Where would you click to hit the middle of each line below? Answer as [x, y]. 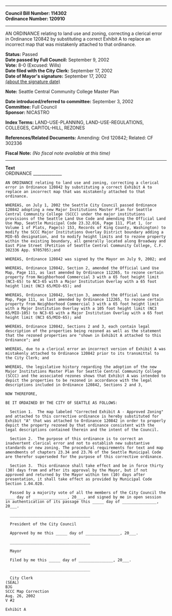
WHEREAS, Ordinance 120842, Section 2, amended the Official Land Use [82, 268]
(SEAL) [12, 583]
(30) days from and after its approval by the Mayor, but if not [76, 470]
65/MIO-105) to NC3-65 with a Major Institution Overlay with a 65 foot [84, 313]
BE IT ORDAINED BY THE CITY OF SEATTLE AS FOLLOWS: [61, 403]
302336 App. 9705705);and [33, 250]
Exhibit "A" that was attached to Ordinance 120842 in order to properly [86, 421]
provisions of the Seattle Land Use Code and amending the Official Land [86, 219]
